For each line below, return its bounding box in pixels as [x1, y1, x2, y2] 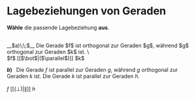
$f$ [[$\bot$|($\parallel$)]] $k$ [7, 54, 85, 62]
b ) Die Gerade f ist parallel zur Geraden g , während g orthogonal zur [7, 66, 178, 73]
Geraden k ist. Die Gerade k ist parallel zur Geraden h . [7, 72, 140, 79]
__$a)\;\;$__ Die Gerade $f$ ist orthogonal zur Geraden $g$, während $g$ [7, 42, 189, 49]
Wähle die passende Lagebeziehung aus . [7, 24, 109, 31]
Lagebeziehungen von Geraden [7, 4, 166, 18]
